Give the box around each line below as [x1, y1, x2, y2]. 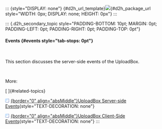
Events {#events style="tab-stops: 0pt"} [5, 37, 93, 44]
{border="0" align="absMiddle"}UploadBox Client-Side [11, 113, 125, 119]
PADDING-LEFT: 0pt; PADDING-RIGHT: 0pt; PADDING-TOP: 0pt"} [5, 26, 140, 32]
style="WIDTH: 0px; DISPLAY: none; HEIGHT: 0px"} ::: [5, 11, 118, 17]
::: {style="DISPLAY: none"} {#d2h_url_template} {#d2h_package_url [5, 6, 151, 11]
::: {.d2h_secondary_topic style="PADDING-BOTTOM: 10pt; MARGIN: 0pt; [5, 21, 157, 26]
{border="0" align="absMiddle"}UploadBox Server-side [11, 98, 127, 104]
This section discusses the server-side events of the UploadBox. [5, 59, 140, 65]
